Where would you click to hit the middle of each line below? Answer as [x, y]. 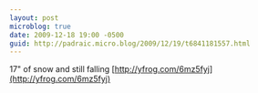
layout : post [34, 18]
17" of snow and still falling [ [62, 69]
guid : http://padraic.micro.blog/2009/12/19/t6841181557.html [130, 43]
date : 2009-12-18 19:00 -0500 [67, 35]
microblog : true [40, 26]
